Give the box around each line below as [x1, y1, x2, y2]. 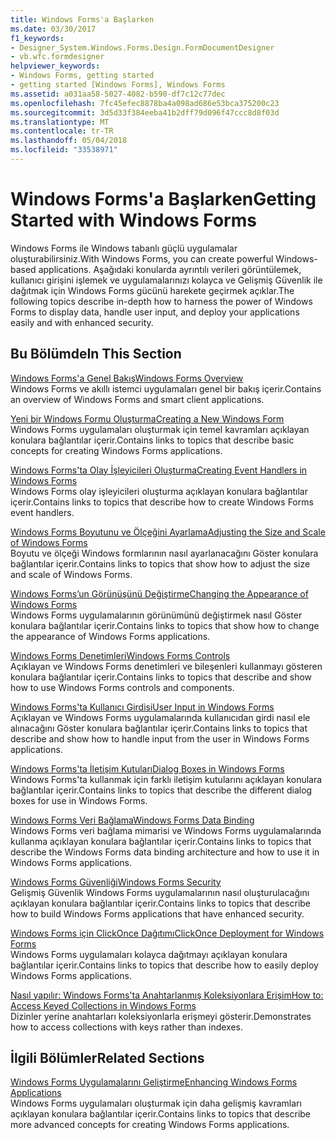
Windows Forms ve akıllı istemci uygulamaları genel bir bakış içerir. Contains [10, 382, 322, 395]
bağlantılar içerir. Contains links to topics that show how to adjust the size [10, 557, 311, 570]
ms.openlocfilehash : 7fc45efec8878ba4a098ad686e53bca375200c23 [10, 98, 280, 108]
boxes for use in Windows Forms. [10, 794, 148, 806]
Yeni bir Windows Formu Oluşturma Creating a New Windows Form [10, 412, 285, 425]
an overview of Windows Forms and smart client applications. [10, 393, 265, 405]
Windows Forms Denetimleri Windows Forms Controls [10, 649, 231, 661]
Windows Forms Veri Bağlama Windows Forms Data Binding [10, 814, 255, 826]
